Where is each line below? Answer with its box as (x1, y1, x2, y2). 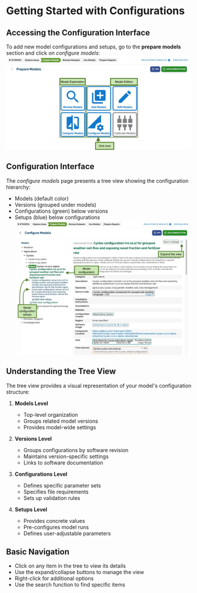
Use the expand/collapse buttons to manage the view (14, 569, 144, 576)
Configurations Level (14, 470, 68, 477)
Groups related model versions (23, 417, 98, 424)
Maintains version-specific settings (23, 453, 109, 460)
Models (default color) (14, 195, 69, 202)
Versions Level (14, 435, 52, 442)
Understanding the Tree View (6, 367, 116, 377)
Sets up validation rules (23, 494, 81, 502)
